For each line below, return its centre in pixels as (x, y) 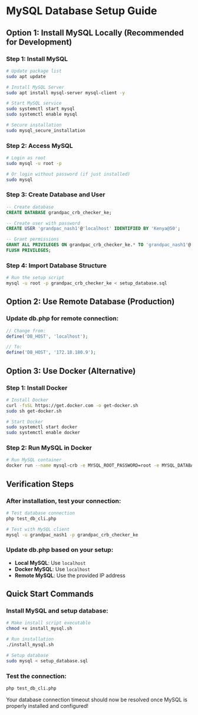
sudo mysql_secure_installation (46, 130)
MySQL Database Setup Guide (82, 11)
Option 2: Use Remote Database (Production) (90, 302)
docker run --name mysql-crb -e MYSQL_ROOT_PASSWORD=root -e (83, 465)
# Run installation (30, 639)
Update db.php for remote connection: (62, 319)
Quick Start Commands (50, 594)
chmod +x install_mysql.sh (39, 629)
